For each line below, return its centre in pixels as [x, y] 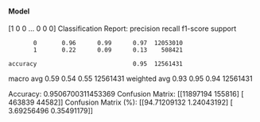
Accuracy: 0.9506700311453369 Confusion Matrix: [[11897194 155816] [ [126, 94]
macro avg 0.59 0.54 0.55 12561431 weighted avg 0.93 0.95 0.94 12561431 [130, 78]
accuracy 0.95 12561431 [95, 64]
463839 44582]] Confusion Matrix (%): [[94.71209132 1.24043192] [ [120, 102]
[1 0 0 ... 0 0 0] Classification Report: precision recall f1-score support [122, 29]
